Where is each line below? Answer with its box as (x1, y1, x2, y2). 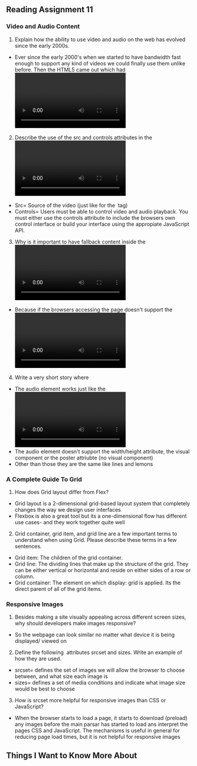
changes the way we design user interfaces (14, 506, 121, 513)
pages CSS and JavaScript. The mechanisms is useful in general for (14, 727, 180, 734)
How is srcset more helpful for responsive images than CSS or (14, 697, 166, 704)
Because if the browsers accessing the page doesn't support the (14, 306, 173, 313)
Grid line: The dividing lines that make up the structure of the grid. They (14, 560, 189, 567)
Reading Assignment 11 (6, 5, 93, 15)
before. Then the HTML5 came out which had (14, 66, 126, 73)
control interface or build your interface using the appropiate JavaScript (14, 221, 190, 228)
